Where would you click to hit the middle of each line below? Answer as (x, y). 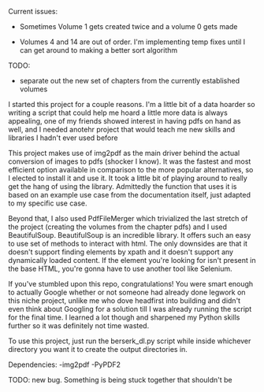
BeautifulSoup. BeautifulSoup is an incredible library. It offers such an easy (130, 235)
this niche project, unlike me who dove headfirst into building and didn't (125, 301)
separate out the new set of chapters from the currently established (130, 81)
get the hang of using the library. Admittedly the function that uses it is (123, 187)
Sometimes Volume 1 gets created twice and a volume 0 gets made (128, 26)
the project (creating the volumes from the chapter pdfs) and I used (117, 227)
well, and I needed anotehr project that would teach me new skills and (122, 129)
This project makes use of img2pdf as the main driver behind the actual (124, 153)
